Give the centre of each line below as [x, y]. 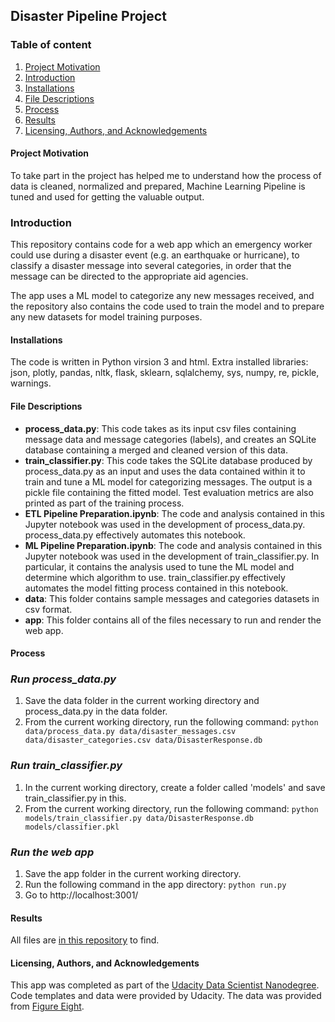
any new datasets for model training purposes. [106, 317]
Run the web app [52, 852]
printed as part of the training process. [104, 503]
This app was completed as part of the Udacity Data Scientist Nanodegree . [165, 985]
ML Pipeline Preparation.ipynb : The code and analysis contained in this [173, 545]
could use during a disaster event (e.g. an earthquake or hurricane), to [155, 255]
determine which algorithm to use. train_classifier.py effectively [155, 577]
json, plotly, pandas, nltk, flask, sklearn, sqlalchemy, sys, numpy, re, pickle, [165, 373]
